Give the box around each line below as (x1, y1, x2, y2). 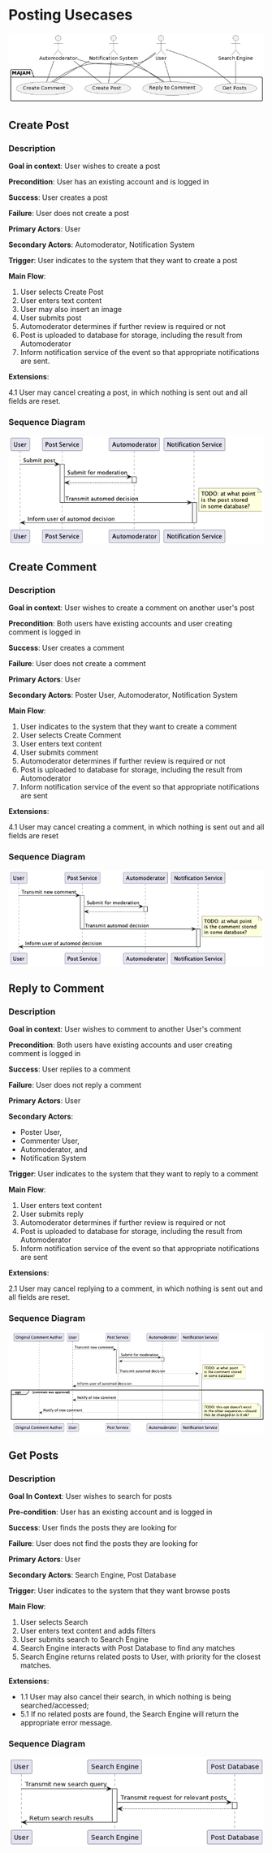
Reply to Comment (8, 981, 105, 996)
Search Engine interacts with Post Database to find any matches (19, 1643, 235, 1653)
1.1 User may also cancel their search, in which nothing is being (19, 1692, 231, 1702)
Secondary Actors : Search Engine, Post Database (8, 1570, 177, 1580)
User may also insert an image (19, 305, 123, 314)
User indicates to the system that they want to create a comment (19, 721, 237, 732)
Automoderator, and (19, 1145, 88, 1154)
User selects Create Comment (19, 730, 122, 740)
